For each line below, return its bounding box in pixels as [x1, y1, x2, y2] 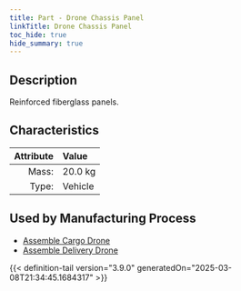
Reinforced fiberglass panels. [9, 96, 120, 107]
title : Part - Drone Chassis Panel [9, 13, 145, 23]
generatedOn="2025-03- [136, 262, 233, 273]
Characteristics [9, 123, 100, 138]
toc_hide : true [9, 30, 67, 39]
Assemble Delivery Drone [22, 245, 118, 256]
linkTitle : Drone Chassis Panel [9, 22, 132, 31]
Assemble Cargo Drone [22, 235, 111, 246]
